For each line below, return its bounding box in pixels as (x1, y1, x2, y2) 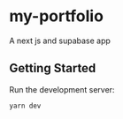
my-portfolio (9, 6, 104, 26)
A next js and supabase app (9, 35, 111, 46)
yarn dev (9, 101, 42, 110)
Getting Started (9, 61, 96, 76)
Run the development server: (9, 84, 115, 94)
